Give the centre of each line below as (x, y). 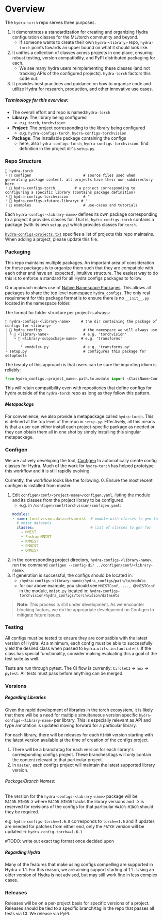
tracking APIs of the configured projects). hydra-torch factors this (85, 73)
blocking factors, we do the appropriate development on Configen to (85, 609)
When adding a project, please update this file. (52, 239)
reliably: (13, 370)
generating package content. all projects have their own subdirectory (79, 180)
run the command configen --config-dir (53, 565)
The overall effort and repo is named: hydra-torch (61, 112)
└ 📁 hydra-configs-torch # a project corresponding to (70, 188)
